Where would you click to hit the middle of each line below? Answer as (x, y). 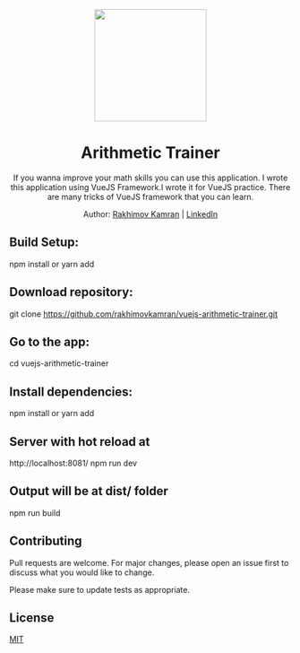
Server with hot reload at (80, 442)
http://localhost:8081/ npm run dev (73, 463)
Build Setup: (44, 243)
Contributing (46, 541)
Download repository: (71, 292)
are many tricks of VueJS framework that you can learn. (150, 196)
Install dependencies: (71, 392)
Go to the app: (49, 341)
